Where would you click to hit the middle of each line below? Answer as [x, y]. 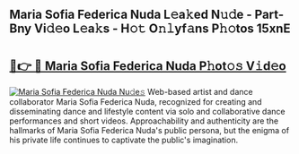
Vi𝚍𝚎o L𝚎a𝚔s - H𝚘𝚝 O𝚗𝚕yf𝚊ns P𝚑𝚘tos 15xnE [163, 29]
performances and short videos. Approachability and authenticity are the [144, 121]
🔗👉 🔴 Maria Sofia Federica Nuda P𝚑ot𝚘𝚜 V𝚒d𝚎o [148, 66]
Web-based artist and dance [200, 92]
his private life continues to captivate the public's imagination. [124, 140]
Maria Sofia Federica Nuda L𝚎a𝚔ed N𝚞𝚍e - [131, 15]
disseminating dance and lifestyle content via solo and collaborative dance [147, 111]
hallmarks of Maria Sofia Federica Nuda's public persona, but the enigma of [149, 130]
